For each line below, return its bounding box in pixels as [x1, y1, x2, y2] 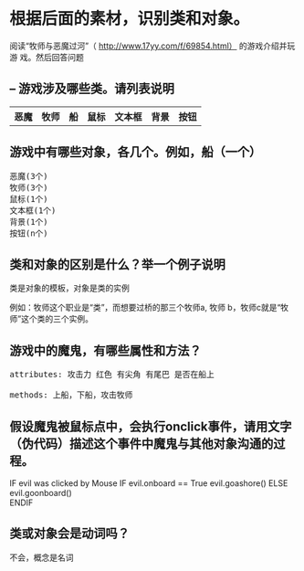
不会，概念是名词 [9, 552, 74, 563]
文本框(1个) [9, 205, 57, 216]
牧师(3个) [9, 182, 48, 193]
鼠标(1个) [9, 194, 48, 204]
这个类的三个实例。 [21, 313, 94, 324]
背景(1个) [9, 217, 48, 227]
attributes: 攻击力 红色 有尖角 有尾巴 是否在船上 [9, 369, 215, 380]
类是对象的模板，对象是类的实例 [9, 282, 130, 293]
